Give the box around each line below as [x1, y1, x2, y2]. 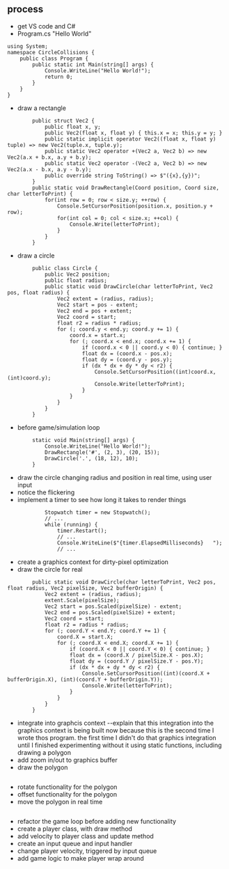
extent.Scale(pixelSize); [44, 597, 120, 604]
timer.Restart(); [56, 527, 108, 534]
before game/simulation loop [17, 423, 100, 432]
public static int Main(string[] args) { [32, 61, 155, 68]
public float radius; [44, 276, 108, 284]
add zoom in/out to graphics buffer [17, 756, 118, 764]
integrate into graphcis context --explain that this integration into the [17, 719, 214, 727]
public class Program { [19, 55, 89, 62]
